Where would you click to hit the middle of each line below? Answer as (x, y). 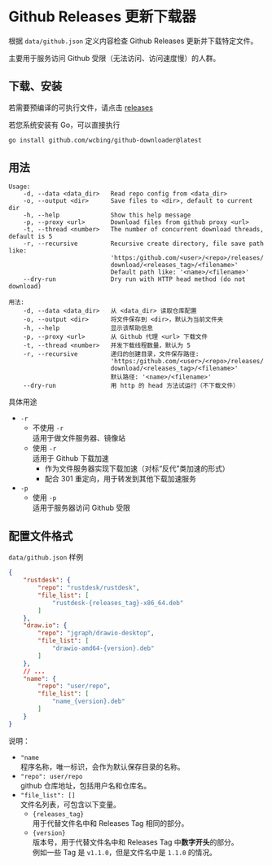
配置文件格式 (41, 536)
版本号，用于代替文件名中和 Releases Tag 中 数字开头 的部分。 (135, 842)
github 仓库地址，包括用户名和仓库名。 (86, 785)
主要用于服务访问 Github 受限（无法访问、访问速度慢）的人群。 (114, 58)
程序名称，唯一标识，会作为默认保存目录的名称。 (102, 766)
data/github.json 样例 (46, 557)
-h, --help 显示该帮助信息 (88, 328)
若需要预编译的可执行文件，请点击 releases (81, 108)
